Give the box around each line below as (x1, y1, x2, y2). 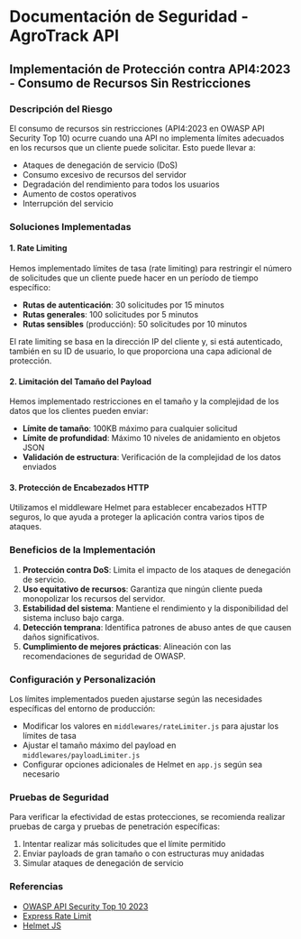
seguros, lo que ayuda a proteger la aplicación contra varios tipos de (9, 511, 265, 522)
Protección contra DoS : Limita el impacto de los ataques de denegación (22, 564, 291, 575)
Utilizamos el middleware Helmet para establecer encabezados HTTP (9, 502, 268, 513)
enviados (22, 462, 57, 473)
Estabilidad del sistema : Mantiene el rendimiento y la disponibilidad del (22, 603, 288, 613)
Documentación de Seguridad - (9, 6, 250, 27)
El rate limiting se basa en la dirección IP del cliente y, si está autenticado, (9, 336, 283, 346)
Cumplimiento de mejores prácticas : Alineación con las (22, 640, 232, 651)
